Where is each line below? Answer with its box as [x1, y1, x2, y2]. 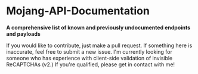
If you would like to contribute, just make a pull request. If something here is [6, 42, 193, 49]
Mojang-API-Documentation [6, 4, 150, 18]
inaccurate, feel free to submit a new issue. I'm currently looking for [6, 48, 173, 55]
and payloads [6, 30, 41, 37]
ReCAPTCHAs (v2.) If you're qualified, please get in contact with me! [6, 61, 175, 68]
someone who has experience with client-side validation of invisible [6, 54, 173, 61]
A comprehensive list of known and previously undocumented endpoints [6, 24, 191, 31]
